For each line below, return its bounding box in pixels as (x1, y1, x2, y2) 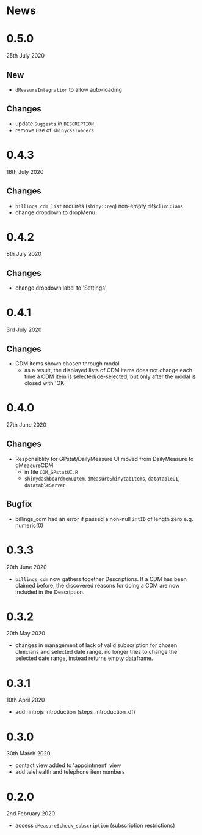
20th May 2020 (6, 630, 46, 637)
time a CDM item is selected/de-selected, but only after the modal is (24, 373, 197, 380)
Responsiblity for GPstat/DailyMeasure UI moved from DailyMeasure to (15, 455, 194, 462)
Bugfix (6, 499, 32, 509)
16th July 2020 (6, 168, 44, 175)
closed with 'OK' (24, 380, 66, 386)
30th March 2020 (6, 750, 51, 757)
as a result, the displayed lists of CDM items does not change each (24, 367, 192, 373)
